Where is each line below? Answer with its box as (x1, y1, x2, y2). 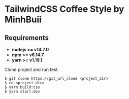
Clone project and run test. (4, 66, 59, 72)
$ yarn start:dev (4, 89, 40, 94)
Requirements (4, 33, 49, 42)
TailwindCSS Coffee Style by (4, 3, 124, 15)
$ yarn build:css (4, 85, 40, 90)
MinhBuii (4, 14, 42, 25)
